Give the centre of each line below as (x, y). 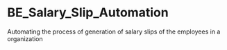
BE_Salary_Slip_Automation (88, 13)
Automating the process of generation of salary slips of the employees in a (114, 32)
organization (25, 38)
